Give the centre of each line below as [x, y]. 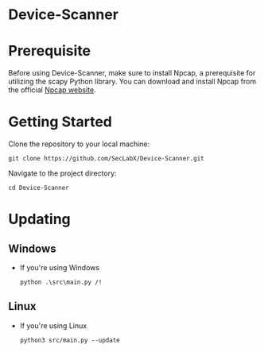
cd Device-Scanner [39, 188]
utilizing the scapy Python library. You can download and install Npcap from [132, 82]
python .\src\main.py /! [61, 282]
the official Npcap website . [52, 90]
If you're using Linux [53, 325]
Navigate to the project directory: [62, 173]
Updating [40, 219]
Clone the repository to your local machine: [79, 144]
